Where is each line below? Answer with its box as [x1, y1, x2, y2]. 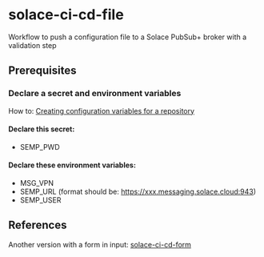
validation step [8, 40, 58, 50]
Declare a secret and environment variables [8, 88, 182, 99]
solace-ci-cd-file [8, 6, 124, 24]
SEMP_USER [19, 195, 62, 205]
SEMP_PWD [19, 142, 60, 151]
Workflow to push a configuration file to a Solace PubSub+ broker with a [8, 32, 247, 42]
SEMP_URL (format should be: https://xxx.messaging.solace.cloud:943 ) [19, 187, 257, 197]
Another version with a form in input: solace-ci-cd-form [8, 239, 192, 249]
